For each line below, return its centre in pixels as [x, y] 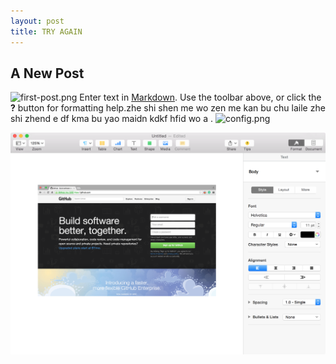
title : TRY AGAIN [46, 31]
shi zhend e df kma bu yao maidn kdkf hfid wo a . [112, 119]
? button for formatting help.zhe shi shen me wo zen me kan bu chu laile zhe [168, 108]
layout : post [37, 21]
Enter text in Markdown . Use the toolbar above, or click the [200, 97]
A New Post [47, 73]
